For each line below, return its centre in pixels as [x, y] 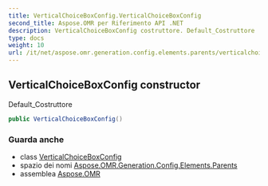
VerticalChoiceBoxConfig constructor [104, 85]
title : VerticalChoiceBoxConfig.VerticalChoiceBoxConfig [105, 16]
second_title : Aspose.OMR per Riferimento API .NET [96, 23]
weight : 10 [26, 46]
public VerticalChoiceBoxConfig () [66, 119]
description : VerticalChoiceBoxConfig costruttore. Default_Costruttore [132, 30]
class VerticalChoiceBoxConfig [71, 156]
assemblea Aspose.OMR [60, 173]
